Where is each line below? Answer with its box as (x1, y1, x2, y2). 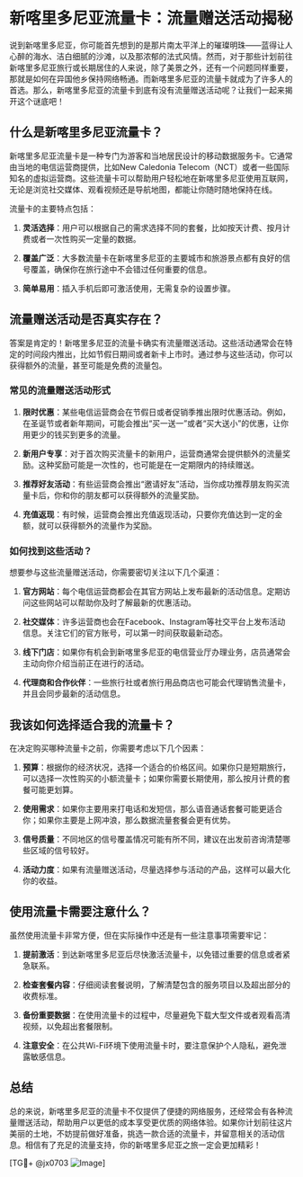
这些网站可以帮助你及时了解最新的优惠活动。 (30, 597, 196, 608)
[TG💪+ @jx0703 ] (9, 1157, 106, 1168)
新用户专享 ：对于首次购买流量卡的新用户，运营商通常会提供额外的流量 (22, 448, 283, 459)
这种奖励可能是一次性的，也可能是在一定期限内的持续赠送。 (38, 459, 259, 470)
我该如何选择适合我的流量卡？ (9, 717, 175, 733)
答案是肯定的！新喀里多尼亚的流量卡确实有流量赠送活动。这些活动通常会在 (9, 337, 285, 348)
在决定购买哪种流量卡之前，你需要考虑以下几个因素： (9, 743, 207, 753)
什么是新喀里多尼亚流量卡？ (9, 125, 164, 140)
